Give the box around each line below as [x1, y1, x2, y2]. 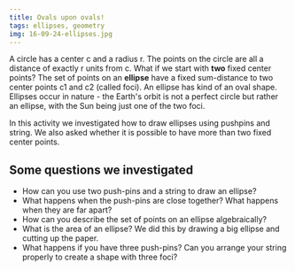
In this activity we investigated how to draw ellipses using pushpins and [9, 118, 270, 128]
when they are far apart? [21, 205, 113, 215]
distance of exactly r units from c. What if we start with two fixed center [9, 63, 272, 74]
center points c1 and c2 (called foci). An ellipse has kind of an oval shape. [9, 81, 277, 93]
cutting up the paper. [21, 233, 99, 244]
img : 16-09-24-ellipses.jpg [9, 29, 113, 38]
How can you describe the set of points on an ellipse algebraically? [21, 214, 268, 225]
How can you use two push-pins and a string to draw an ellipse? [21, 186, 257, 197]
